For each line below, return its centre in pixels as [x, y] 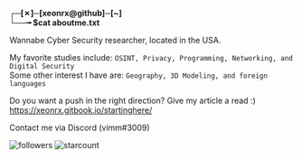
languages [28, 84]
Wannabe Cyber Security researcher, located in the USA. [115, 40]
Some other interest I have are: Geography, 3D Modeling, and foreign [139, 75]
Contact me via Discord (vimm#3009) [80, 127]
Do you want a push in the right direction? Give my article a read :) [132, 100]
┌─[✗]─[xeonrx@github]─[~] [66, 13]
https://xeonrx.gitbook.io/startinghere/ [81, 110]
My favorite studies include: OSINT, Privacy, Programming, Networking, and [151, 57]
